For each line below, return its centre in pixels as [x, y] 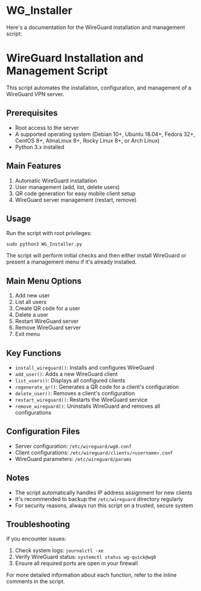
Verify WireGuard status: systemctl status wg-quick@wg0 [85, 557]
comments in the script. [36, 581]
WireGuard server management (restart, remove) [76, 199]
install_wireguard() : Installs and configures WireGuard [85, 367]
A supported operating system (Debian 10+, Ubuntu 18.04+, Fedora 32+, [105, 134]
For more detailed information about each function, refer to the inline [91, 575]
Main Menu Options [44, 281]
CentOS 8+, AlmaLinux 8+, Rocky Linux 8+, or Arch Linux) [87, 140]
